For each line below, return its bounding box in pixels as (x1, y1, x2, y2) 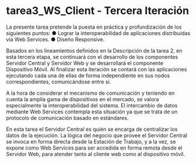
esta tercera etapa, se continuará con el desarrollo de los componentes (6, 53, 178, 60)
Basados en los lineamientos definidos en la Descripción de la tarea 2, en (6, 47, 183, 54)
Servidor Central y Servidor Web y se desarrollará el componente (6, 60, 164, 67)
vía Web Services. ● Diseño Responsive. (6, 36, 105, 43)
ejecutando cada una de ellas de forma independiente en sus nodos (6, 72, 170, 79)
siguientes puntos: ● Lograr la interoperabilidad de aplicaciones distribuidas (6, 29, 191, 36)
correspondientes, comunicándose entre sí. (6, 78, 111, 85)
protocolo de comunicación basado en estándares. (6, 114, 129, 121)
